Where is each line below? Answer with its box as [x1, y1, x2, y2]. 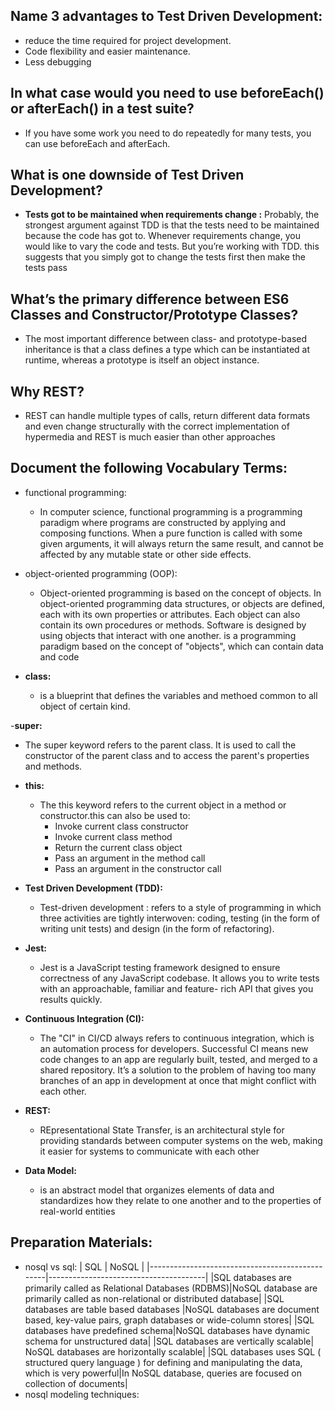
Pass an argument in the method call [54, 852, 206, 864]
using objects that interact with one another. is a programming [39, 629, 297, 641]
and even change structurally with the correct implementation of [24, 420, 290, 433]
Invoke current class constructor [54, 820, 189, 832]
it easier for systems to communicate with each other [39, 1145, 260, 1157]
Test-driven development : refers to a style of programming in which [39, 901, 322, 913]
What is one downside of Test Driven [10, 167, 245, 184]
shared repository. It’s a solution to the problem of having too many [39, 1064, 317, 1076]
